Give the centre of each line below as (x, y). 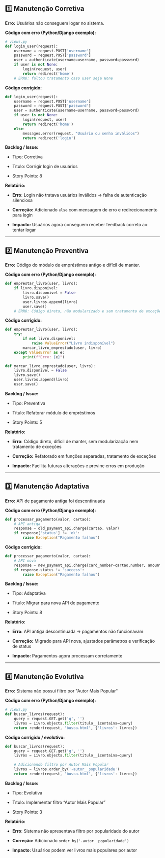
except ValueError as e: (39, 352)
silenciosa (22, 200)
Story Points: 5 (27, 422)
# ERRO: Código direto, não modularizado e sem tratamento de (79, 311)
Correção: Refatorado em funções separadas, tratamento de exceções (84, 456)
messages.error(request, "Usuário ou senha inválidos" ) (81, 133)
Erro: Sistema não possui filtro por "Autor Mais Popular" (62, 691)
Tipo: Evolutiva (27, 792)
